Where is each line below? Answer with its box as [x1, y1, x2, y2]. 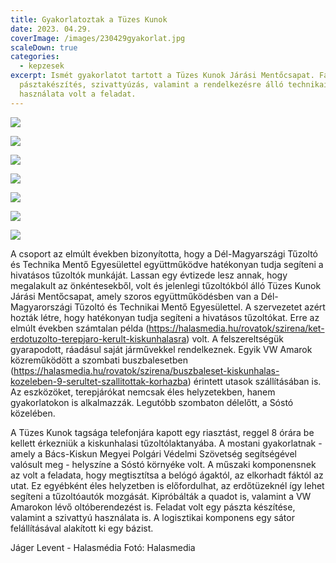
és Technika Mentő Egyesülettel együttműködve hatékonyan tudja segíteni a [10, 258, 324, 270]
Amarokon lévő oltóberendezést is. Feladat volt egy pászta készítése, [10, 501, 296, 513]
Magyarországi [10, 301, 73, 313]
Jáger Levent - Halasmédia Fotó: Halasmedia [10, 541, 196, 553]
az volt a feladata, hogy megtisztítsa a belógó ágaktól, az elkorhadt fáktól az [10, 469, 324, 481]
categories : [10, 52, 60, 62]
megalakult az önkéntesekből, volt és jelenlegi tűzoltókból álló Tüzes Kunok [10, 279, 322, 291]
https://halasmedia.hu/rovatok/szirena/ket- [148, 322, 325, 334]
